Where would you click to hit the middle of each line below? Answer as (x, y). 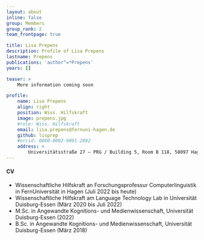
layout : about (24, 12)
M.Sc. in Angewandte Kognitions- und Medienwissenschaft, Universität (104, 211)
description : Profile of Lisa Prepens (55, 51)
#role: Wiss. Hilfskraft (49, 124)
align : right (34, 107)
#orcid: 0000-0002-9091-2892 (54, 141)
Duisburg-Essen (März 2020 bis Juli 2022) (69, 205)
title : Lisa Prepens (32, 46)
